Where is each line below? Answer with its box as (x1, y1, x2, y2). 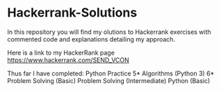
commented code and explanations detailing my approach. (7, 35, 176, 43)
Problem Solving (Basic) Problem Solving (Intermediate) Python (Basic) (7, 76, 211, 84)
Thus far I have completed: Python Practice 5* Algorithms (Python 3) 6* (7, 69, 215, 77)
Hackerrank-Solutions (7, 5, 138, 21)
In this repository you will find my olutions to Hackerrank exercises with (7, 28, 212, 36)
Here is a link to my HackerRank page (7, 48, 115, 57)
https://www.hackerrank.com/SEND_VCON (7, 55, 130, 64)
